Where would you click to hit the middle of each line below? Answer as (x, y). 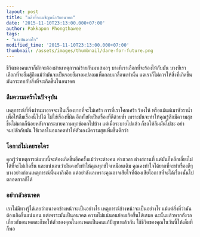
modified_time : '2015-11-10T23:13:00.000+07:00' (68, 45)
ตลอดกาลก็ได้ (19, 180)
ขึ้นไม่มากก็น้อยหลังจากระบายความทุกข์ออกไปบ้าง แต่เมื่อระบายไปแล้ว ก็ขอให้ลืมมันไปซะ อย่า (96, 124)
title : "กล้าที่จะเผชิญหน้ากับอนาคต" (41, 17)
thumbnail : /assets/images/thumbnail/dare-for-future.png (80, 51)
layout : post (22, 12)
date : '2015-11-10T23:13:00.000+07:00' (56, 23)
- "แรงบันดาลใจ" (22, 39)
